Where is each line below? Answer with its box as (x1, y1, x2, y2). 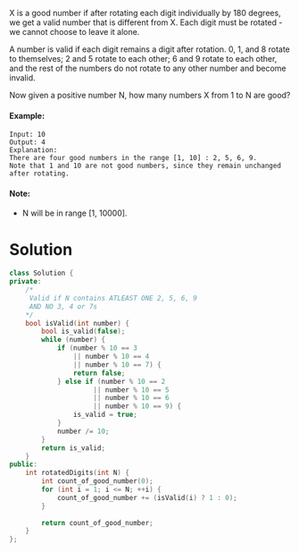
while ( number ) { (41, 335, 105, 344)
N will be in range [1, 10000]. (21, 208, 128, 218)
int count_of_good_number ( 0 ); (41, 477, 154, 486)
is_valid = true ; (72, 411, 138, 420)
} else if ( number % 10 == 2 (56, 377, 166, 386)
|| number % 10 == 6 (93, 394, 170, 403)
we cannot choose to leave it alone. (9, 27, 140, 37)
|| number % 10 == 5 (93, 385, 170, 395)
